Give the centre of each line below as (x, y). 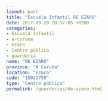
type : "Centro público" (36, 84)
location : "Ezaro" (29, 72)
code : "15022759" (28, 78)
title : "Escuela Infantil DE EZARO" (52, 17)
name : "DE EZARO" (28, 61)
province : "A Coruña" (33, 67)
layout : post (22, 12)
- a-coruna (20, 39)
